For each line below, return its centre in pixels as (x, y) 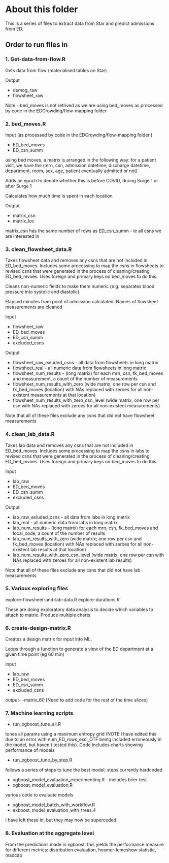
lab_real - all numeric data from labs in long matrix (65, 522)
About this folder (42, 9)
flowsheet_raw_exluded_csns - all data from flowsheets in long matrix (86, 363)
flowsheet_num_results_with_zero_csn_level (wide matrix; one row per (86, 400)
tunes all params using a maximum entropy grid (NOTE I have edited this (81, 734)
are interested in (22, 236)
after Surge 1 (19, 186)
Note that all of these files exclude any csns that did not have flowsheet (80, 415)
